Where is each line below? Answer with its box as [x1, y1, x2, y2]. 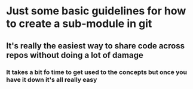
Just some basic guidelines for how [6, 4, 186, 18]
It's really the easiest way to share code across [6, 41, 185, 51]
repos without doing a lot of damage [6, 50, 143, 60]
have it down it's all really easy [6, 75, 97, 84]
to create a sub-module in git [6, 17, 152, 30]
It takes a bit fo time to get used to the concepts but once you [6, 67, 187, 76]
